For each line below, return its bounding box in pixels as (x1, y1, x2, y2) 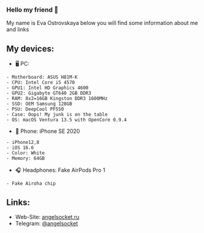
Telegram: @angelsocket (15, 220, 78, 227)
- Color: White (6, 150, 45, 156)
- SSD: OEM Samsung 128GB (6, 101, 72, 107)
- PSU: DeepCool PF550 (6, 106, 64, 112)
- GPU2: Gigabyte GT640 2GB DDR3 (6, 90, 92, 96)
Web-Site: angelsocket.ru (15, 213, 79, 220)
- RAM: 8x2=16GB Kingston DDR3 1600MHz (6, 96, 108, 102)
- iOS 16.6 (6, 145, 34, 151)
